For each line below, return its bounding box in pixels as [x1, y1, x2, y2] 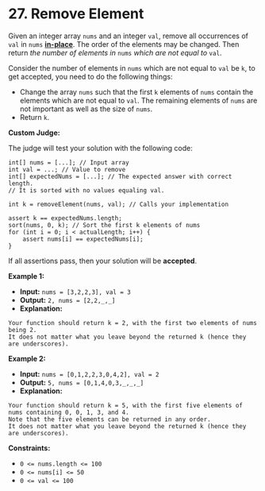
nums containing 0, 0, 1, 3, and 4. [8, 408, 129, 416]
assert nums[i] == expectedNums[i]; [22, 235, 144, 243]
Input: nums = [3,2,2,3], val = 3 [19, 287, 131, 296]
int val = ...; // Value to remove [8, 165, 126, 173]
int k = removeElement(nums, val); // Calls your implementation [8, 200, 229, 208]
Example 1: [8, 271, 45, 280]
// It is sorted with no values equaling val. [8, 186, 165, 195]
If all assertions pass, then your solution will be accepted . [8, 256, 197, 265]
